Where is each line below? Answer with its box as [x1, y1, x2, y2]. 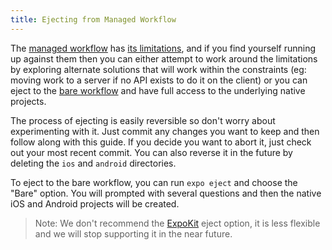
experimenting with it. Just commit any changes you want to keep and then [10, 125, 320, 137]
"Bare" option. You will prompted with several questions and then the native [10, 187, 322, 199]
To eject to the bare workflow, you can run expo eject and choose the [10, 176, 298, 188]
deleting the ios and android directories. [10, 157, 177, 169]
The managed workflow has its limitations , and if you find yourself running [10, 42, 317, 54]
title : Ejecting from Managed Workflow [10, 14, 177, 25]
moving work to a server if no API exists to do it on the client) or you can [10, 74, 308, 86]
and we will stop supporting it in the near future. [34, 227, 233, 240]
